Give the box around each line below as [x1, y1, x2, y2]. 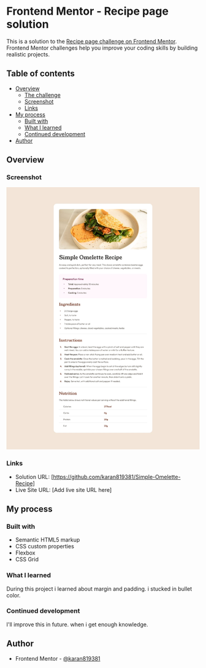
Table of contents [6, 69, 75, 79]
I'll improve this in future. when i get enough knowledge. [6, 621, 148, 628]
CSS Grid [15, 556, 39, 563]
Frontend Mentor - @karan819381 [15, 655, 101, 662]
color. [6, 591, 21, 599]
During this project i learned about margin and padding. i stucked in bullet [6, 585, 193, 593]
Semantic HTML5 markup [15, 536, 80, 543]
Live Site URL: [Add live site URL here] [15, 486, 112, 493]
